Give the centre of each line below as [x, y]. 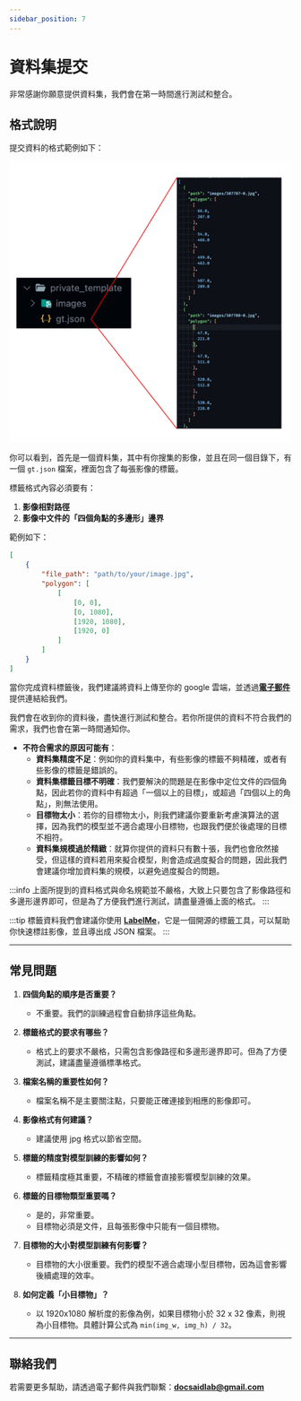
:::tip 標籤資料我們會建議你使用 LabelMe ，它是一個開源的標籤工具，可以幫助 [150, 920]
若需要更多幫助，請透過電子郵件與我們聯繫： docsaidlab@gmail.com [137, 1387]
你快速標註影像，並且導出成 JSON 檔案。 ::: [90, 931]
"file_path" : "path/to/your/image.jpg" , [118, 575]
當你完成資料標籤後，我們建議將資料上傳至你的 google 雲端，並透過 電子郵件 [150, 687]
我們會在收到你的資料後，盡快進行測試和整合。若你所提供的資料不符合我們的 [150, 717]
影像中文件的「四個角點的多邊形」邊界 [93, 518]
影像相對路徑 [46, 507]
